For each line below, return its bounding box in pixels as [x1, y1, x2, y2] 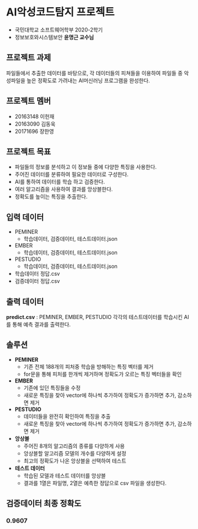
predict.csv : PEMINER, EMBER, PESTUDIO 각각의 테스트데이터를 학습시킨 [6, 314, 183, 320]
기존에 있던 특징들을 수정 [23, 384, 81, 391]
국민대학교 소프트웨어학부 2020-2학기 [14, 26, 103, 33]
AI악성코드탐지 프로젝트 [6, 5, 115, 19]
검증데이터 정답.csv [14, 278, 60, 285]
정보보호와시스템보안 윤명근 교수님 [14, 33, 95, 40]
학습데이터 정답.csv [14, 270, 60, 278]
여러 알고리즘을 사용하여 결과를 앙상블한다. [14, 186, 113, 193]
